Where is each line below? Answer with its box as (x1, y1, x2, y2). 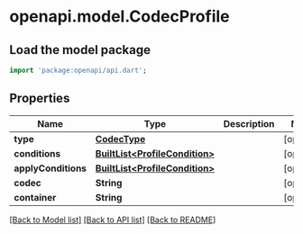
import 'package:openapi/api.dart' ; (9, 66, 147, 75)
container (14, 191, 57, 203)
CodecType (95, 132, 146, 145)
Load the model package (9, 42, 151, 58)
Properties (9, 91, 70, 106)
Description (223, 117, 275, 130)
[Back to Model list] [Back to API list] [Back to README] (9, 214, 216, 225)
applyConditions (14, 162, 87, 175)
